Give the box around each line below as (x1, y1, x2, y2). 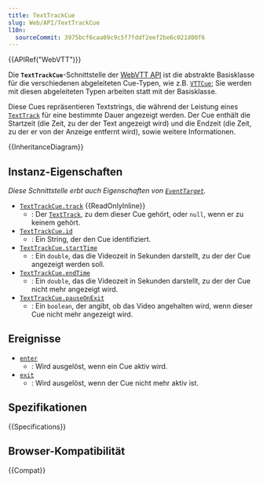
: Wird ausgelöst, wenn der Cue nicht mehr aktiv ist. (31, 378, 199, 387)
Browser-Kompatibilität (8, 445, 126, 458)
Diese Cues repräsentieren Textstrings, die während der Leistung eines (8, 102, 239, 112)
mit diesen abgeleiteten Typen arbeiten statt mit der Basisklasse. (8, 87, 217, 97)
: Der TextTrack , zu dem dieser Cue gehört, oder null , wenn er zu (31, 210, 244, 219)
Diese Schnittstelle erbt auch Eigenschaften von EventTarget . (8, 186, 206, 196)
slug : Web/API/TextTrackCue (8, 19, 100, 27)
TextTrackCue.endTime (19, 269, 90, 277)
